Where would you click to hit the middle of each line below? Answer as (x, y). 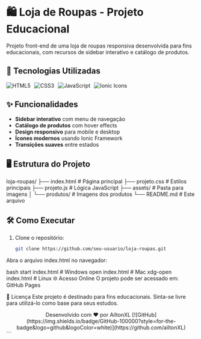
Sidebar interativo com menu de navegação (70, 119)
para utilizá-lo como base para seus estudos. (62, 303)
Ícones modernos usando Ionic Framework (69, 138)
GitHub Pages (23, 285)
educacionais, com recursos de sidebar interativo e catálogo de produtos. (98, 52)
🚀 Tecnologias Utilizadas (53, 71)
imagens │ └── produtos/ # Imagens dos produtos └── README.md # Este (100, 194)
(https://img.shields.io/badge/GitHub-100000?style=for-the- (101, 321)
